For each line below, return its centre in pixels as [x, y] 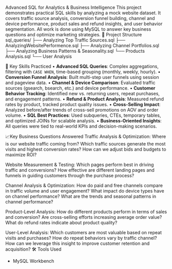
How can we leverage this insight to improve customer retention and [78, 243]
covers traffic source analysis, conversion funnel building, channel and [80, 18]
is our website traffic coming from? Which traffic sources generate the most [85, 144]
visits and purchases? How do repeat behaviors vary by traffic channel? [81, 238]
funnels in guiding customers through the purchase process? [70, 175]
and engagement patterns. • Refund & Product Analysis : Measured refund [85, 99]
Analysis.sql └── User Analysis [39, 56]
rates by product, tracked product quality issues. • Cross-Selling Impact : [83, 104]
